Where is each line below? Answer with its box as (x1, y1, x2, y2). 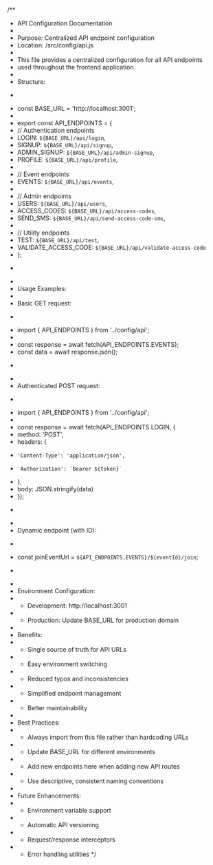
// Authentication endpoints (16, 127, 95, 134)
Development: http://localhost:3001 (27, 601, 127, 610)
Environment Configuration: (16, 587, 96, 595)
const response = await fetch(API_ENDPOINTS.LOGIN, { (16, 423, 176, 431)
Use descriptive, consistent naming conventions (27, 777, 164, 785)
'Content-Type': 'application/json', (16, 452, 126, 459)
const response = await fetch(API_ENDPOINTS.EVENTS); (16, 341, 179, 348)
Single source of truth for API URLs (27, 645, 127, 653)
